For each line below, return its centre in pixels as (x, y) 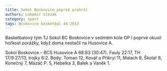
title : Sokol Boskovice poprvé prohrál (47, 10)
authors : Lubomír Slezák (31, 14)
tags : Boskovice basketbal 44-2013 (42, 24)
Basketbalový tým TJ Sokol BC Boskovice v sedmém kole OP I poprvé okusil (83, 38)
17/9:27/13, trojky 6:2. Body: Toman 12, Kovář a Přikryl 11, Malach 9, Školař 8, (83, 58)
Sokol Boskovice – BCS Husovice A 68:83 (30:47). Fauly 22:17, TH (73, 53)
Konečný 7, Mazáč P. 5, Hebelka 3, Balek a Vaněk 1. (58, 63)
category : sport (22, 19)
